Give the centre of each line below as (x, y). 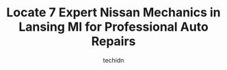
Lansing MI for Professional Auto (113, 27)
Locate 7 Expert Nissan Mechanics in (113, 13)
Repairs (113, 41)
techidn (113, 60)
